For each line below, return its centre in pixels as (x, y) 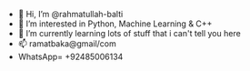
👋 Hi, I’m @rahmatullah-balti (70, 14)
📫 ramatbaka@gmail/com (67, 44)
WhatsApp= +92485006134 (70, 56)
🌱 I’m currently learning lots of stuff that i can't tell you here (129, 33)
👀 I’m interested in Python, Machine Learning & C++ (115, 24)
